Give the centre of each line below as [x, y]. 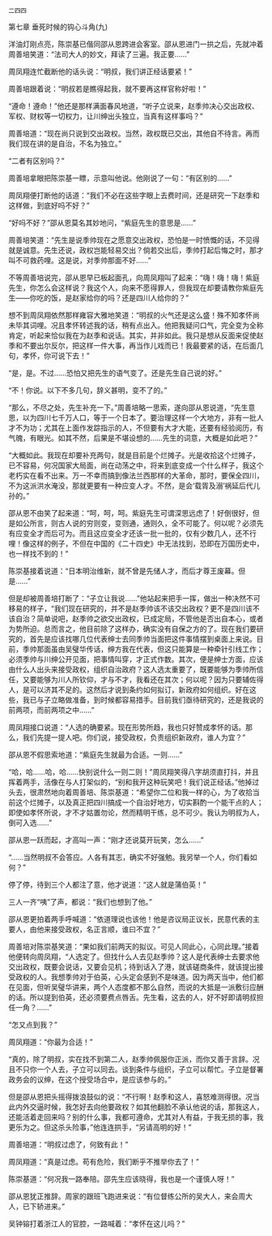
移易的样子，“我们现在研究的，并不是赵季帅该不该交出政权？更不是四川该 [131, 608]
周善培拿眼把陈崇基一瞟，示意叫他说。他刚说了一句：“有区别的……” [120, 178]
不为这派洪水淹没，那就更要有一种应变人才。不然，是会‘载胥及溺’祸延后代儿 [134, 486]
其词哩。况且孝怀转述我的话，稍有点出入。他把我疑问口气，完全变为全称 [143, 325]
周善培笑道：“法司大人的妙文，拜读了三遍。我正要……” [99, 54]
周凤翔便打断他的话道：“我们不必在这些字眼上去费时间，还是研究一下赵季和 [134, 195]
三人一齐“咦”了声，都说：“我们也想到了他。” [80, 902]
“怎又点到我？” [33, 1024]
